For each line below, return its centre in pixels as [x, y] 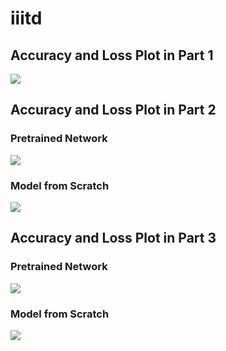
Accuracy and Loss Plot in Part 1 [112, 55]
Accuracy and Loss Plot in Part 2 [113, 110]
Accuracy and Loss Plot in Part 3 [113, 238]
